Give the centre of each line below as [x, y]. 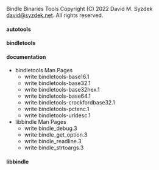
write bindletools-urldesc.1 [58, 115]
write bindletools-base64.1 [58, 96]
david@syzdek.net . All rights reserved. [55, 15]
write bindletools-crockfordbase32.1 [69, 103]
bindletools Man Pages [44, 70]
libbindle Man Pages [41, 122]
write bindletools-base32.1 [58, 83]
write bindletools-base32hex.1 [62, 90]
